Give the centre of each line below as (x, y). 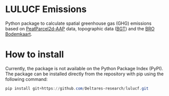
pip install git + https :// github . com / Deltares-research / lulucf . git (77, 88)
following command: (27, 79)
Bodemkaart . (19, 34)
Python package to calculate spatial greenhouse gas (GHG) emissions (78, 23)
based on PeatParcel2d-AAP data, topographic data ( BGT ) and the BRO (80, 28)
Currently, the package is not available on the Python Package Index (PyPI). (84, 68)
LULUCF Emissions (46, 9)
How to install (35, 55)
